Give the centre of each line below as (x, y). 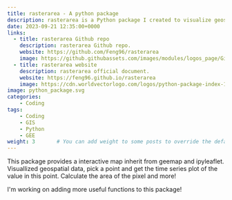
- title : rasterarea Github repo (61, 39)
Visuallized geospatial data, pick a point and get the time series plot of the (113, 169)
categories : (24, 97)
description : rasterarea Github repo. (75, 46)
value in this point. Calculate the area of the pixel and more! (92, 176)
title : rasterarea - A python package (63, 13)
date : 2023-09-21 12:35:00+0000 (54, 26)
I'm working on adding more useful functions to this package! (95, 190)
